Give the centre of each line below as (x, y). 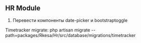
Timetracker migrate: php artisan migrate (48, 30)
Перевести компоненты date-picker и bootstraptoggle (70, 20)
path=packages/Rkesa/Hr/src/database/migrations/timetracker (70, 35)
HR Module (23, 8)
